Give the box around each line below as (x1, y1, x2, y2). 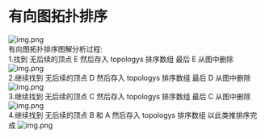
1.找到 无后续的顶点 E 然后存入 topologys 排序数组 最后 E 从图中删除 (8, 54, 234, 64)
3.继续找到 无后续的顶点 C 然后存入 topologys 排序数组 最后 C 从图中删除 (8, 91, 251, 101)
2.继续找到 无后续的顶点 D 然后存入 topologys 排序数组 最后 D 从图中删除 (8, 73, 251, 82)
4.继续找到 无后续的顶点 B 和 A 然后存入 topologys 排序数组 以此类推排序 (8, 110, 250, 119)
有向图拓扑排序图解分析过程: (8, 44, 103, 53)
